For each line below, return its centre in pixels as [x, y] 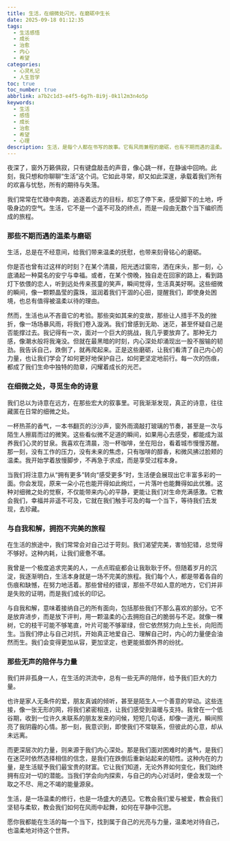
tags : [15, 26]
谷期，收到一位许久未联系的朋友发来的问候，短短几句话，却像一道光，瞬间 [112, 718]
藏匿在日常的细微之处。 [40, 411]
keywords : [21, 103]
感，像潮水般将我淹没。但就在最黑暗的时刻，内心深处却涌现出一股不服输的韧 [115, 341]
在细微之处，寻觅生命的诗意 [53, 387]
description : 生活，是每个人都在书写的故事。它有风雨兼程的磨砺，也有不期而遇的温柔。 [116, 147]
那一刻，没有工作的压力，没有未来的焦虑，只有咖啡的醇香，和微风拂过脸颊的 [115, 451]
